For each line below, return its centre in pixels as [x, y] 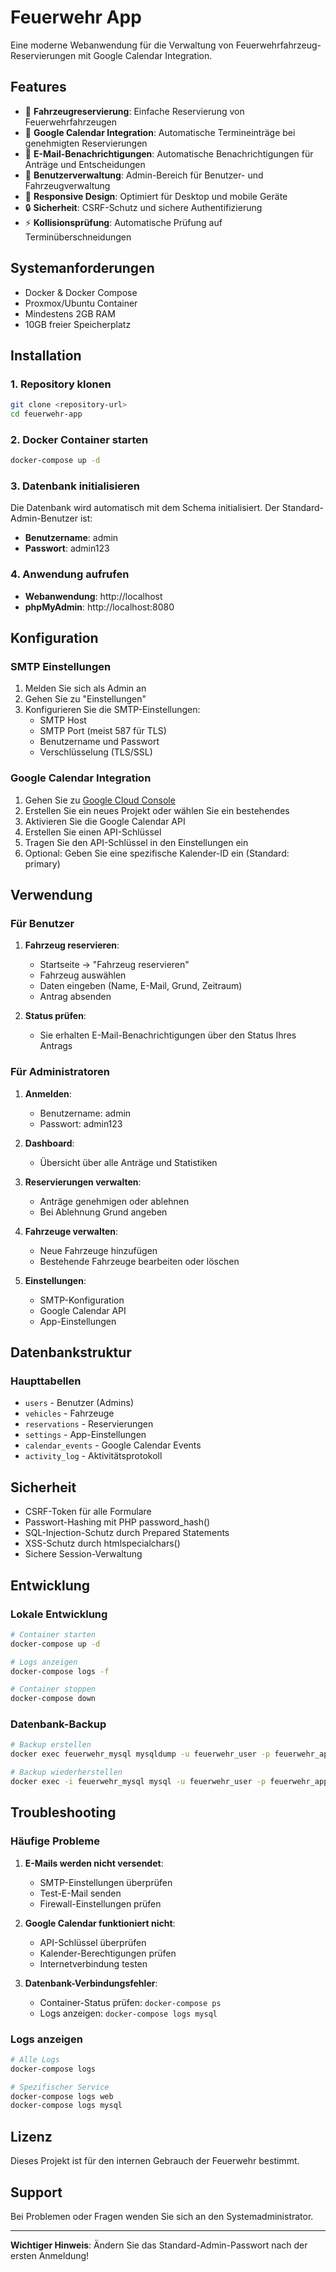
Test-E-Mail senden [80, 1893]
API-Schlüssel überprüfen [93, 1942]
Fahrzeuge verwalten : [71, 1231]
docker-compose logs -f [60, 1671]
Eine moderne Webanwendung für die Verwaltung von [122, 45]
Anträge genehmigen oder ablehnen [114, 1201]
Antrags [56, 1046]
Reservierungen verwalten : [83, 1182]
